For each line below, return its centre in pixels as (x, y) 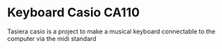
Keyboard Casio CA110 (74, 13)
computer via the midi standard (52, 38)
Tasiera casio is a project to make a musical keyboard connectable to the (111, 31)
